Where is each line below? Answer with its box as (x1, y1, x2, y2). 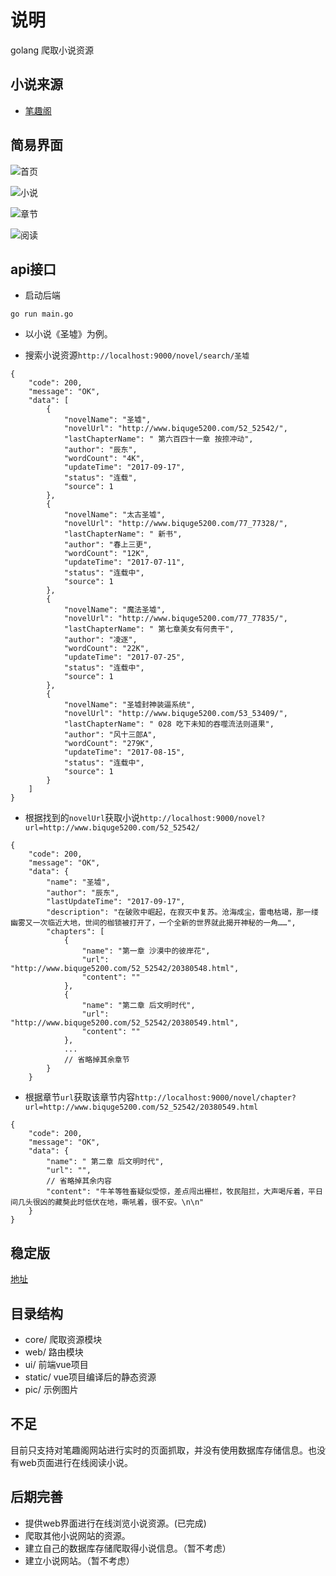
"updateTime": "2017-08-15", (63, 747, 186, 758)
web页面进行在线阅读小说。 (18, 1456, 133, 1468)
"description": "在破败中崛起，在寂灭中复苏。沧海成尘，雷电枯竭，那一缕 (46, 907, 319, 918)
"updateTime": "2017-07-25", (63, 652, 186, 663)
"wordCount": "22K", (63, 644, 150, 654)
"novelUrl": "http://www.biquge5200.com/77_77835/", (63, 614, 288, 624)
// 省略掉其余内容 (46, 1176, 112, 1186)
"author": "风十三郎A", (63, 730, 157, 740)
